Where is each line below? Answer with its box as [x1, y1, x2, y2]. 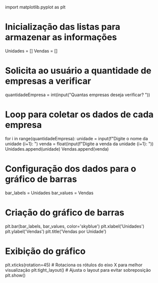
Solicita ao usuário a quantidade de [5, 65, 152, 77]
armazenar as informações [5, 32, 117, 43]
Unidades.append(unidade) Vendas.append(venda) [5, 146, 109, 152]
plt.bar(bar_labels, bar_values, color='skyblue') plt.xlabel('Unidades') [5, 223, 145, 229]
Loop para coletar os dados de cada [5, 109, 154, 120]
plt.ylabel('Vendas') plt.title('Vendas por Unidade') [5, 228, 106, 234]
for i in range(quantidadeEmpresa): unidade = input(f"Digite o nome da [5, 135, 148, 141]
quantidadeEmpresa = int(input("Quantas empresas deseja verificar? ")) [5, 92, 151, 98]
